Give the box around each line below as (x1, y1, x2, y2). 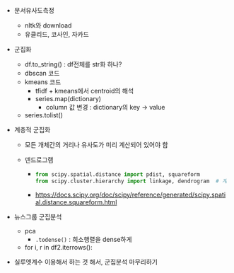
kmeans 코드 (24, 78, 62, 86)
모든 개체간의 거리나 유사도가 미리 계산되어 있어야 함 (24, 141, 168, 149)
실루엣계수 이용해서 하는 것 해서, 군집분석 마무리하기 (13, 257, 158, 266)
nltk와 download (24, 21, 72, 30)
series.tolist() (24, 111, 64, 119)
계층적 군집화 (13, 126, 51, 134)
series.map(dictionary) (35, 95, 101, 103)
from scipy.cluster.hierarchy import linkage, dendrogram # (35, 178, 219, 185)
